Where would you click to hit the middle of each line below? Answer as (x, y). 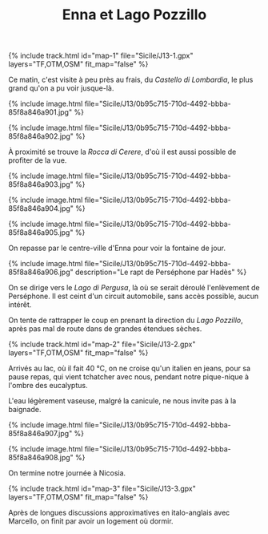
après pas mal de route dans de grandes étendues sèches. (105, 329)
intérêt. (20, 305)
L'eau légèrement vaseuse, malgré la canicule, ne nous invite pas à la (122, 401)
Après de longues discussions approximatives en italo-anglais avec (119, 513)
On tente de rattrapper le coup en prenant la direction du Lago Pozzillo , (126, 320)
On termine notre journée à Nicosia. (67, 473)
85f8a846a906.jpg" (41, 272)
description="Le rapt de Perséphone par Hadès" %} (161, 272)
